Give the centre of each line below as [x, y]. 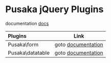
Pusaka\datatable [29, 53]
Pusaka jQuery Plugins [54, 9]
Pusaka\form [23, 44]
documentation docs [27, 23]
